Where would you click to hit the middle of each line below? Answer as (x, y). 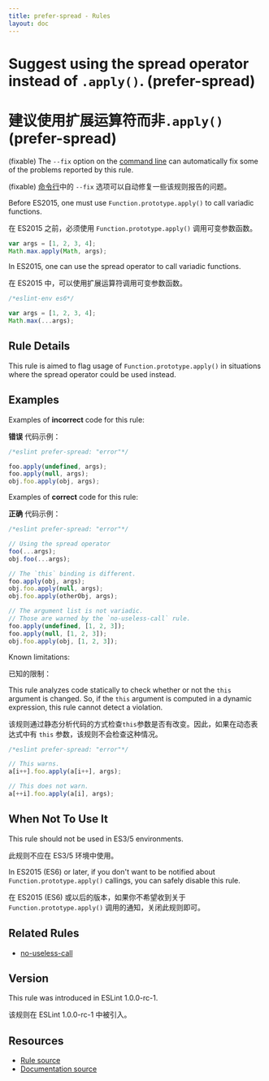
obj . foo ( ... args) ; (39, 559)
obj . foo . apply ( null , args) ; (56, 589)
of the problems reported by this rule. (71, 169)
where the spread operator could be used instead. (92, 374)
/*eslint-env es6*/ (41, 299)
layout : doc (28, 24)
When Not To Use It (58, 819)
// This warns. (34, 764)
